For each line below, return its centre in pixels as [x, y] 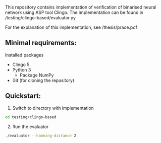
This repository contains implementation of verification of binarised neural [81, 7]
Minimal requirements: [41, 43]
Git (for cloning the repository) [43, 80]
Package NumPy [37, 75]
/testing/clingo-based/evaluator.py [40, 18]
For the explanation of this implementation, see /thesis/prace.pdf [71, 27]
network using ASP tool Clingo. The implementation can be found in [74, 12]
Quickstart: [23, 96]
